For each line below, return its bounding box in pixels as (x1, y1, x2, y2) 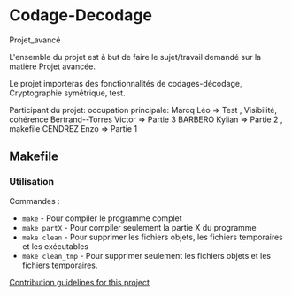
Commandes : (9, 195, 60, 206)
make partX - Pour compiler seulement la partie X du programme (21, 222, 257, 232)
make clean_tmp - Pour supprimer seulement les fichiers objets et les (21, 250, 272, 261)
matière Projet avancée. (9, 61, 96, 72)
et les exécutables (21, 240, 88, 252)
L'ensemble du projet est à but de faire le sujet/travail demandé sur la (9, 51, 262, 62)
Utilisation (9, 176, 55, 188)
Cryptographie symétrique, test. (9, 87, 126, 98)
